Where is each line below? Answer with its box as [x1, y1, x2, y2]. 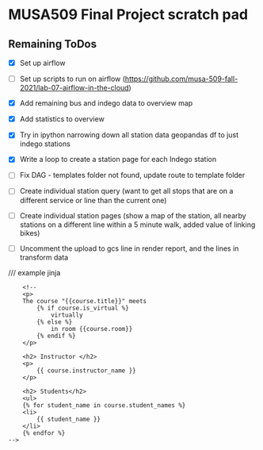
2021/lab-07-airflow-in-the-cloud [19, 83, 129, 93]
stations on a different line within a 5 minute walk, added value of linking [19, 220, 256, 229]
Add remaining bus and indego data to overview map [19, 98, 193, 108]
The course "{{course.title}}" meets [22, 297, 147, 305]
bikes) [19, 228, 40, 237]
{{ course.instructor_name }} [36, 367, 136, 375]
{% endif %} [36, 332, 77, 340]
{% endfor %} [22, 429, 66, 437]
